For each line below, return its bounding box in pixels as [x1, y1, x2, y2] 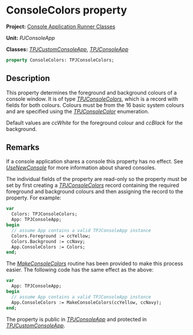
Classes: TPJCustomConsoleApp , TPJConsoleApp [6, 45, 129, 53]
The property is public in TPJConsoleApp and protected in [6, 316, 147, 323]
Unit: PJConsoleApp [6, 34, 55, 41]
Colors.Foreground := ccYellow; [11, 233, 91, 239]
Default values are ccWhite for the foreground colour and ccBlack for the [6, 119, 183, 126]
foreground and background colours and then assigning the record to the [6, 188, 184, 195]
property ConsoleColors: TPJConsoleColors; [6, 57, 115, 63]
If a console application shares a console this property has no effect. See [6, 158, 184, 165]
